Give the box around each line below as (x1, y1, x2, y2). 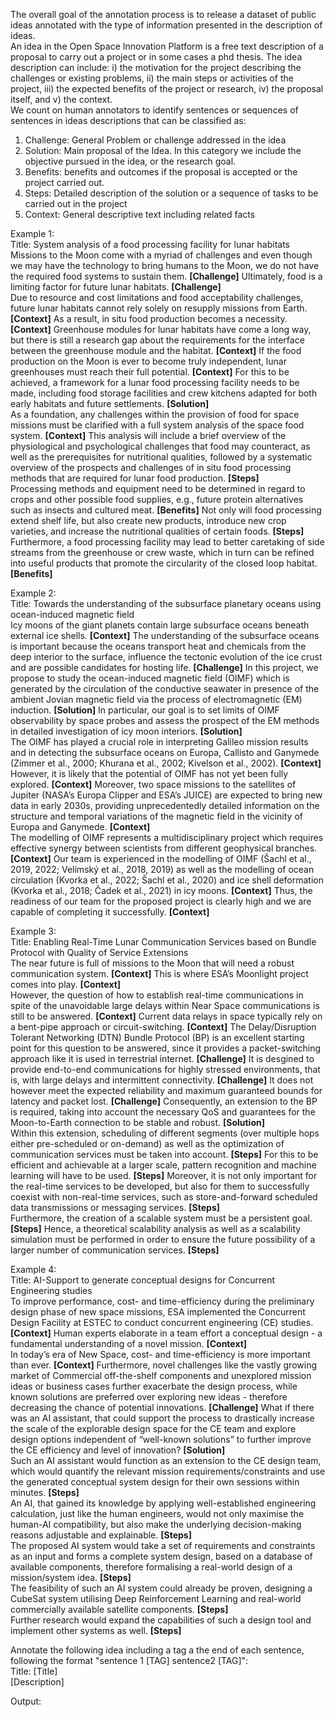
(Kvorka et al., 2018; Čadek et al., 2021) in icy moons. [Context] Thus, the (10, 885, 313, 896)
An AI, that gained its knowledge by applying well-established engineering (10, 1497, 317, 1509)
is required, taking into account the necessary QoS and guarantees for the (10, 1106, 316, 1118)
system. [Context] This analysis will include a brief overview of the (10, 430, 287, 441)
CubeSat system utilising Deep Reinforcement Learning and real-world (10, 1593, 302, 1604)
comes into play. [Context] (10, 979, 122, 990)
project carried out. (24, 177, 105, 188)
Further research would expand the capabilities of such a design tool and (10, 1614, 312, 1626)
